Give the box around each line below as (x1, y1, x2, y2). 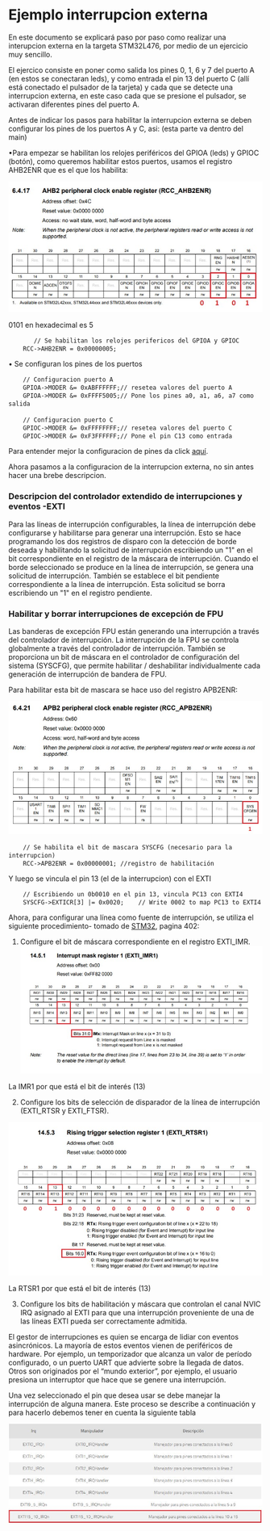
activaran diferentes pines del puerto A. (8, 99, 139, 109)
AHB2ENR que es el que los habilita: (8, 165, 129, 174)
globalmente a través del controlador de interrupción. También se (8, 644, 226, 653)
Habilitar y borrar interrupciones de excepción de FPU (8, 608, 224, 619)
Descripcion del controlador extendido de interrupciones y (8, 491, 243, 502)
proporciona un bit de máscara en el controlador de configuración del (8, 652, 240, 662)
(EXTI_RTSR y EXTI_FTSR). (19, 1106, 110, 1116)
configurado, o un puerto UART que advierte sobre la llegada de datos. (8, 1358, 244, 1368)
